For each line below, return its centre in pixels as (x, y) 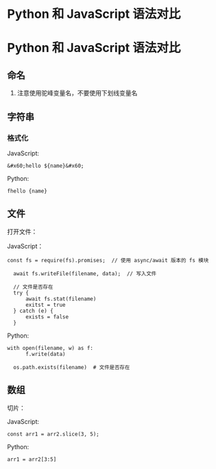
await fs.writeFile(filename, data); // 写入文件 (85, 274)
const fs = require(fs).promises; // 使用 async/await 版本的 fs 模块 (108, 260)
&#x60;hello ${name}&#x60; (46, 166)
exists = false (47, 317)
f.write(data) (46, 354)
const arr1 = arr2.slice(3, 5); (53, 434)
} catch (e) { (33, 311)
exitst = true (46, 305)
